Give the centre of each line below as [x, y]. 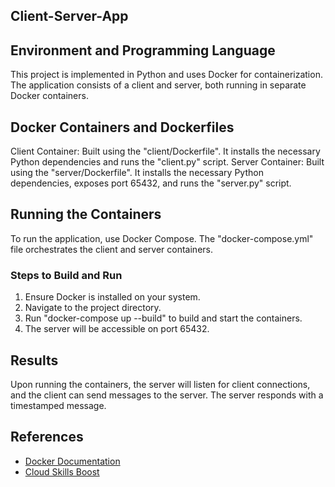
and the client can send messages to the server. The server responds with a [167, 395]
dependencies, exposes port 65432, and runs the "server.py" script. [151, 183]
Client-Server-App [69, 16]
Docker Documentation [72, 461]
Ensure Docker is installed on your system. [112, 297]
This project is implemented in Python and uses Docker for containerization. [166, 75]
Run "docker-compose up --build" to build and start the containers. [163, 318]
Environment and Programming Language [143, 50]
